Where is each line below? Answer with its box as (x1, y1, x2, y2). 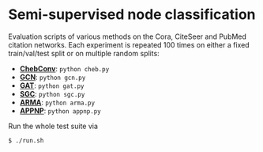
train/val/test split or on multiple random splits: (8, 48, 160, 58)
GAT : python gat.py (19, 81, 85, 90)
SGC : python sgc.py (19, 89, 85, 98)
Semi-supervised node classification (8, 6, 256, 24)
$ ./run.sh (8, 136, 44, 144)
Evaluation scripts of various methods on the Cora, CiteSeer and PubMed (8, 32, 247, 41)
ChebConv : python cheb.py (19, 63, 110, 73)
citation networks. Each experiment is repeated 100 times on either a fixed (8, 40, 250, 49)
